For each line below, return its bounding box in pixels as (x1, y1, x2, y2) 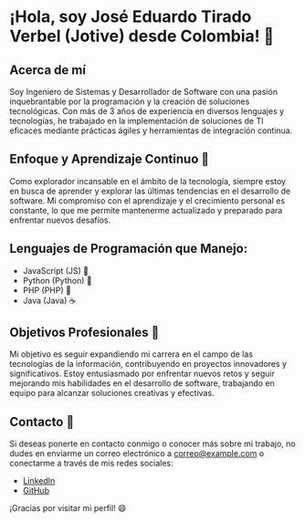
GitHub (22, 485, 50, 496)
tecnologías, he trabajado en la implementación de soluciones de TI (9, 116, 264, 126)
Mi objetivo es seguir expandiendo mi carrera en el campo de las (9, 349, 254, 360)
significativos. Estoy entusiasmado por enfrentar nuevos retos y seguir (9, 368, 276, 380)
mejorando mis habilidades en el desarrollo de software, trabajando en (9, 378, 276, 389)
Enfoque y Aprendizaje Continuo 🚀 (9, 151, 210, 167)
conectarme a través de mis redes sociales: (9, 458, 174, 469)
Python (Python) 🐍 (22, 275, 93, 286)
